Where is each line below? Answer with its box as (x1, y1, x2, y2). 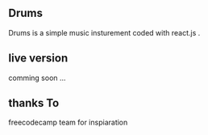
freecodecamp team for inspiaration (8, 117, 128, 128)
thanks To (8, 96, 60, 110)
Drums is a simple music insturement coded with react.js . (8, 27, 201, 37)
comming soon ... (8, 73, 66, 82)
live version (8, 52, 69, 65)
